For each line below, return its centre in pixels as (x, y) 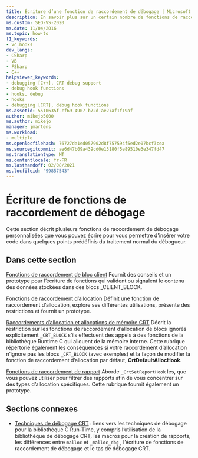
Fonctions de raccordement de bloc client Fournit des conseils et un (89, 274)
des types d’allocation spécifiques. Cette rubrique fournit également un (93, 384)
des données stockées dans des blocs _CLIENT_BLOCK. (74, 287)
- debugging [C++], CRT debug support (54, 83)
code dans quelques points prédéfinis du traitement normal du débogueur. (96, 241)
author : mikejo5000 (30, 116)
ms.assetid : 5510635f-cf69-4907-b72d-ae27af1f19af (70, 111)
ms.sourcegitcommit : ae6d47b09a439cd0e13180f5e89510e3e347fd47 (85, 149)
